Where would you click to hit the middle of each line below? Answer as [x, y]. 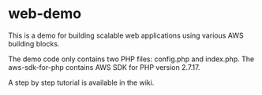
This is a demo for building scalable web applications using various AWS [126, 35]
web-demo [45, 14]
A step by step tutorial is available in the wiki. [81, 82]
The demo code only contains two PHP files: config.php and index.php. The [131, 59]
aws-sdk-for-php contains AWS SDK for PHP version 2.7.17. [104, 67]
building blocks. [34, 43]
